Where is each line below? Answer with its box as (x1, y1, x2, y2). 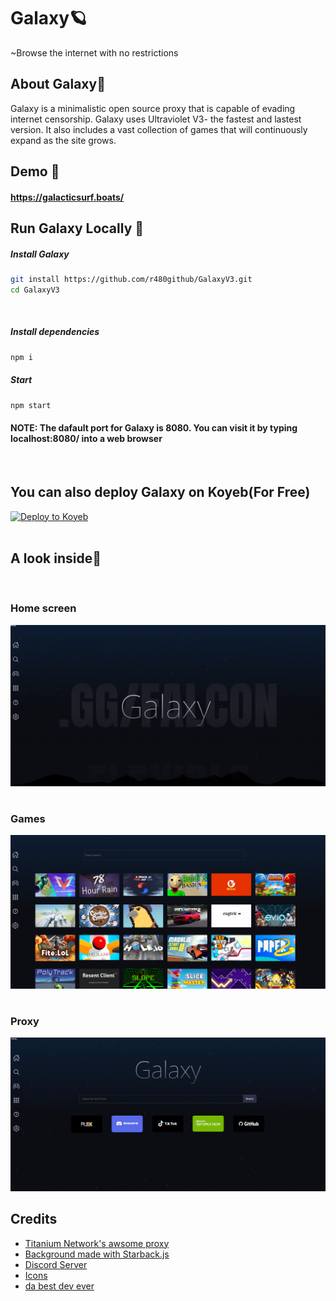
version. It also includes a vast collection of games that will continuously (10, 123, 308, 135)
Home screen (10, 601, 77, 615)
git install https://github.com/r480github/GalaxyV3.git (10, 275, 253, 285)
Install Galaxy (10, 248, 70, 260)
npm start (10, 400, 52, 410)
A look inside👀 (10, 550, 102, 567)
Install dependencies (10, 326, 100, 338)
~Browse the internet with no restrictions (10, 46, 179, 59)
